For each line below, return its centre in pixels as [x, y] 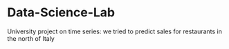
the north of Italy [31, 38]
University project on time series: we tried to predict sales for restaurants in [115, 31]
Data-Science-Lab [61, 13]
